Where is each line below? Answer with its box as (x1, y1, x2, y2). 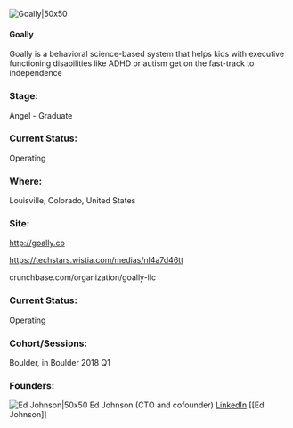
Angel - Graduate (9, 110, 73, 120)
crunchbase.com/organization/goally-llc (9, 272, 157, 283)
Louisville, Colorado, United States (9, 195, 136, 206)
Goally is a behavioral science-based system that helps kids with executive (9, 49, 285, 60)
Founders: (9, 379, 55, 391)
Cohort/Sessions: (9, 337, 87, 350)
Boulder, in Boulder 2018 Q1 (9, 357, 111, 367)
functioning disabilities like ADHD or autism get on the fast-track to (9, 58, 255, 69)
